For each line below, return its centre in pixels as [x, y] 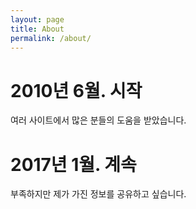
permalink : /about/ [51, 38]
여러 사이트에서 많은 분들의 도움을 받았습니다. [98, 120]
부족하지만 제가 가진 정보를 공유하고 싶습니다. [98, 194]
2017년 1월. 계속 [73, 164]
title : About [37, 29]
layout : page [37, 19]
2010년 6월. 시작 [76, 90]
